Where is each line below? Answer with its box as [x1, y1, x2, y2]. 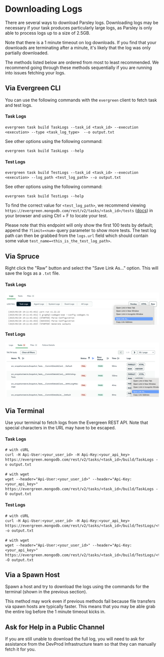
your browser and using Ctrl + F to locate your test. [5, 213, 108, 219]
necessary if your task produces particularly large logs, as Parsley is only [5, 24, 152, 30]
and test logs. [5, 102, 33, 108]
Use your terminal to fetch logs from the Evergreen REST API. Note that [5, 420, 148, 425]
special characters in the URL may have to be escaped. [5, 425, 116, 431]
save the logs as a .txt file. [5, 270, 60, 276]
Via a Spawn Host [5, 570, 60, 579]
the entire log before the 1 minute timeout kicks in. [5, 609, 106, 615]
